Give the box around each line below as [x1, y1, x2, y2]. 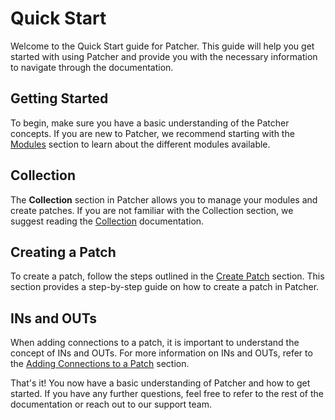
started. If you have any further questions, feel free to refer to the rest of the [10, 388, 324, 400]
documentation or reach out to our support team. [10, 398, 212, 411]
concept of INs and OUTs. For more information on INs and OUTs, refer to [10, 347, 313, 359]
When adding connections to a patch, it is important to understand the [10, 337, 300, 349]
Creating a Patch [10, 243, 117, 261]
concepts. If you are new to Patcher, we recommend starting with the [10, 127, 295, 139]
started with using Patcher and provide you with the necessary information [10, 50, 318, 62]
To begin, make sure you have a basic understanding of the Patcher [10, 117, 290, 129]
